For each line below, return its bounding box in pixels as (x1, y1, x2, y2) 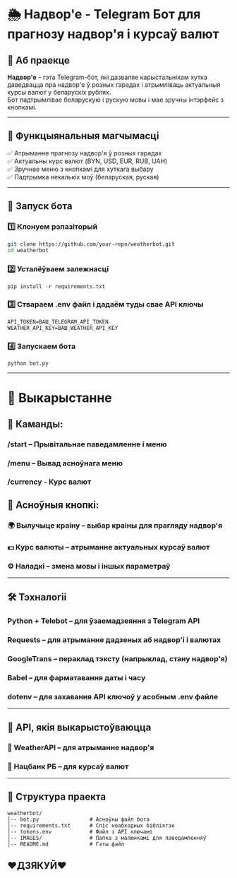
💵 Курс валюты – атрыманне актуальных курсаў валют (7, 542, 210, 552)
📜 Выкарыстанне (7, 390, 113, 406)
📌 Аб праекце (7, 54, 71, 66)
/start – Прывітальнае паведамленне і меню (7, 439, 167, 449)
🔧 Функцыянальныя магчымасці (7, 130, 159, 142)
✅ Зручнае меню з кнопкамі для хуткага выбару (7, 165, 154, 173)
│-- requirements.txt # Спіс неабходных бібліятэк (7, 821, 175, 829)
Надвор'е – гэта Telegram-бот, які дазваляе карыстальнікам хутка (7, 73, 208, 81)
